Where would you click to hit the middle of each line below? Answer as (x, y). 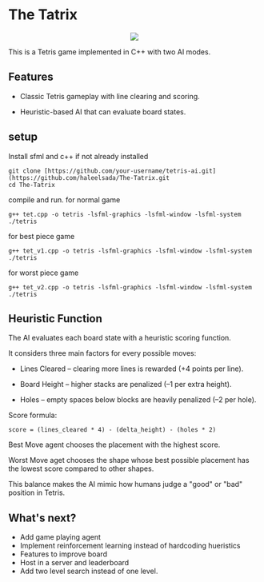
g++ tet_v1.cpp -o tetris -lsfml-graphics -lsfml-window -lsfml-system (130, 251)
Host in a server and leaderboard (74, 563)
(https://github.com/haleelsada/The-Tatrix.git (89, 177)
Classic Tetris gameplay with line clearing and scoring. (110, 96)
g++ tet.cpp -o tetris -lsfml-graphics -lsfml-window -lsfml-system (125, 214)
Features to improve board (64, 554)
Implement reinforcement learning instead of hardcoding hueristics (130, 546)
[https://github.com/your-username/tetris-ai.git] (130, 171)
